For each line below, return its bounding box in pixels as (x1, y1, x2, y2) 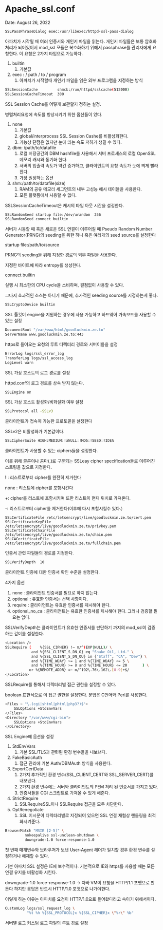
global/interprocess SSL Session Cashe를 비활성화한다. (19, 133, 129, 139)
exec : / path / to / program (12, 72, 67, 77)
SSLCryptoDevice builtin (5, 302, 55, 307)
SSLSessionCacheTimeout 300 (5, 92, 64, 96)
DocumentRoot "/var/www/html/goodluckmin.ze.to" (5, 327, 106, 332)
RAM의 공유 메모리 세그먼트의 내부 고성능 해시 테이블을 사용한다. (19, 186, 142, 192)
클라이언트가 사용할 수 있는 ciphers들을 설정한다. (5, 448, 98, 454)
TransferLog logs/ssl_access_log (5, 356, 73, 361)
